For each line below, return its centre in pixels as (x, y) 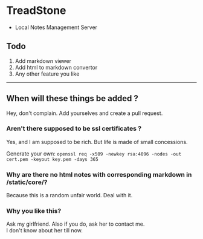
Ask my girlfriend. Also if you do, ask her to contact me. (76, 224)
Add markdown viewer (43, 61)
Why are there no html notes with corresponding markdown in (99, 174)
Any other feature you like (47, 74)
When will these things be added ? (72, 98)
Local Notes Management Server (56, 27)
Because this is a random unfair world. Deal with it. (69, 195)
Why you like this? (34, 211)
